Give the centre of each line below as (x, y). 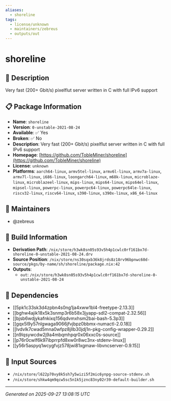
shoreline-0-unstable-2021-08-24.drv (53, 254)
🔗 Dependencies (32, 295)
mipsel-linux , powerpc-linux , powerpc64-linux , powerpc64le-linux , (82, 187)
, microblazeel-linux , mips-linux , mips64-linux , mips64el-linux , (92, 182)
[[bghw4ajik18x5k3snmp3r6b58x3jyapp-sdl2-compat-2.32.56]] (79, 313)
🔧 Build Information (36, 237)
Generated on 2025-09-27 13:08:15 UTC (48, 394)
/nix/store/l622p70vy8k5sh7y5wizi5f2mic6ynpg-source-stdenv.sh (81, 374)
